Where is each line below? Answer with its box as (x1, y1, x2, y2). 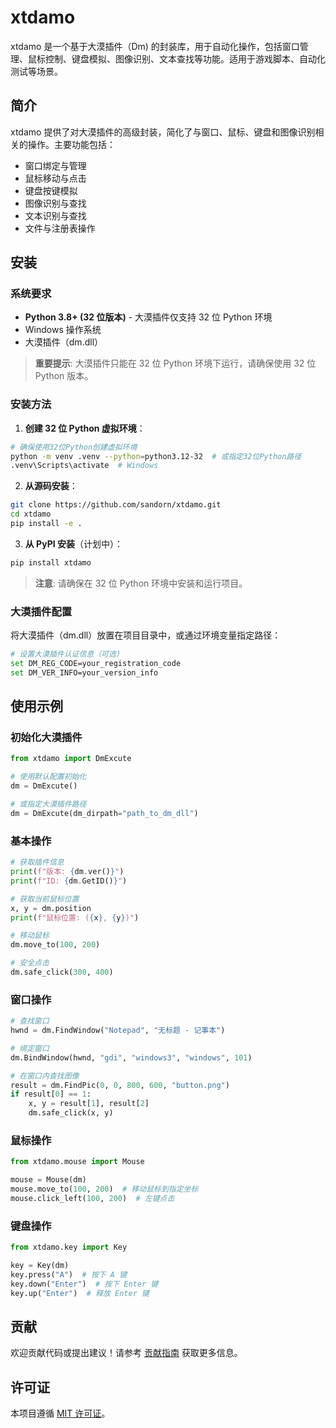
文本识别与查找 (24, 209, 87, 221)
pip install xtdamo (10, 557, 92, 568)
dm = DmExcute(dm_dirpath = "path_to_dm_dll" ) (10, 808, 199, 818)
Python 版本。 (34, 370, 94, 382)
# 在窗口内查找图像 (10, 1071, 80, 1081)
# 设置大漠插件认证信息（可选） (10, 649, 124, 660)
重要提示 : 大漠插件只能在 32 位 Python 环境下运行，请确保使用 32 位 (34, 357, 317, 370)
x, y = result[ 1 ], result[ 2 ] (28, 1099, 150, 1109)
